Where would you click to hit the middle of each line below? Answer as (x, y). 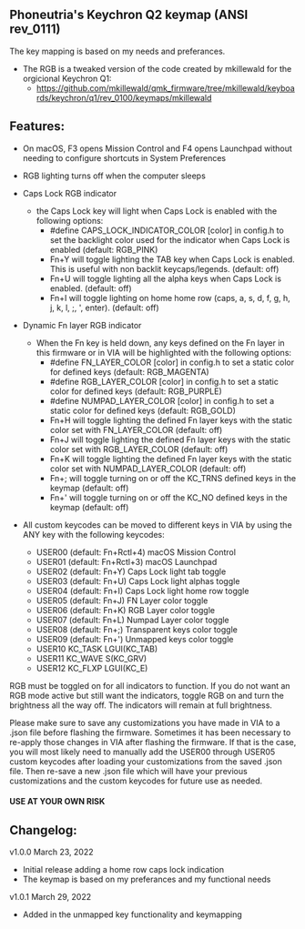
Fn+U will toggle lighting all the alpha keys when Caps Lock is (166, 278)
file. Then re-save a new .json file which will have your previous (128, 771)
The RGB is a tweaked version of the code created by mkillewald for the (157, 68)
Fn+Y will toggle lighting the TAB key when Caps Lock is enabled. (172, 259)
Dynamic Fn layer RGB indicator (82, 325)
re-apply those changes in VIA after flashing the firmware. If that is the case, (153, 742)
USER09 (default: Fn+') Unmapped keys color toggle (135, 639)
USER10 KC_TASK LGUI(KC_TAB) (97, 649)
